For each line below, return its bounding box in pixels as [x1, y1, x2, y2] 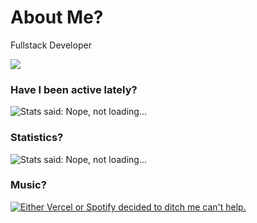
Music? [10, 178, 47, 192]
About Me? [10, 6, 104, 29]
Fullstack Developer [10, 39, 92, 51]
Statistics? [10, 131, 64, 145]
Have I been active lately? [10, 82, 138, 96]
